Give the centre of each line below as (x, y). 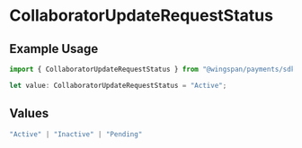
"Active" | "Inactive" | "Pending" (76, 134)
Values (29, 113)
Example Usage (54, 49)
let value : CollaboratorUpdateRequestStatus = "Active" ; (118, 85)
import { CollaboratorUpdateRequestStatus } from (104, 69)
